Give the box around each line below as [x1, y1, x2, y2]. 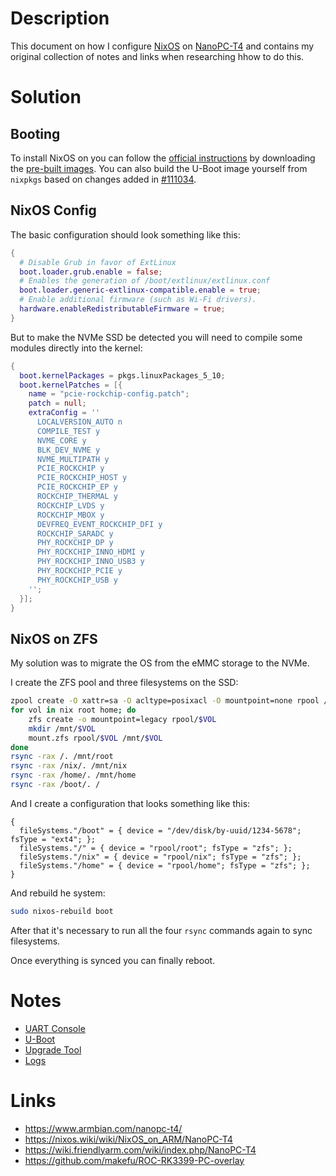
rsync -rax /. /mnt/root [10, 752, 114, 762]
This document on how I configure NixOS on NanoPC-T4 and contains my [10, 40, 315, 52]
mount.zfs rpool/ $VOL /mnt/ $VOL [28, 733, 163, 743]
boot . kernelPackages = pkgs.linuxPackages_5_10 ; [19, 370, 226, 381]
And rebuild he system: [10, 887, 106, 899]
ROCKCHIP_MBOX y [36, 510, 105, 520]
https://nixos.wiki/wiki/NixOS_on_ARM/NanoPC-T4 [24, 1133, 233, 1145]
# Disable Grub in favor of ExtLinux [19, 257, 177, 267]
